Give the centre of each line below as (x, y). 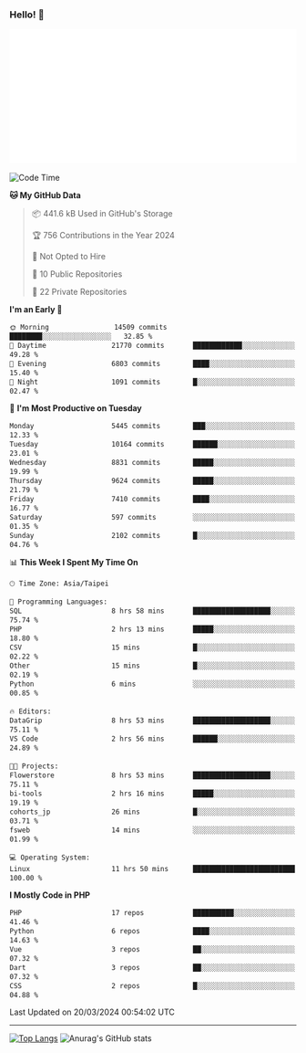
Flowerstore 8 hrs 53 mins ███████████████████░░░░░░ (153, 775)
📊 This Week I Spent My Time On (74, 563)
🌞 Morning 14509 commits (88, 328)
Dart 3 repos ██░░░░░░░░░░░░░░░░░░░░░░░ (153, 968)
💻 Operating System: (50, 858)
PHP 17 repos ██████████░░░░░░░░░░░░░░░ (153, 913)
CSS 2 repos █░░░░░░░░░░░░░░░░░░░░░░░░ (153, 986)
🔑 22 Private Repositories (79, 292)
